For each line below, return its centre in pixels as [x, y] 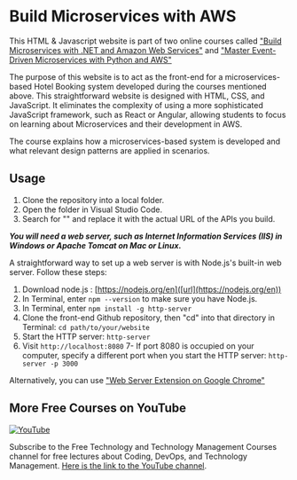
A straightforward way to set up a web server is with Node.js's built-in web [145, 263]
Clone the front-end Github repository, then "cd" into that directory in [148, 318]
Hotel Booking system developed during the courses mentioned [151, 86]
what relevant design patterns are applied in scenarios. [109, 150]
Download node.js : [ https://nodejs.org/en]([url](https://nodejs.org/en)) [152, 289]
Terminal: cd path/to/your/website [86, 327]
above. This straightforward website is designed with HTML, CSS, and [137, 96]
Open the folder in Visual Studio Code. [92, 209]
